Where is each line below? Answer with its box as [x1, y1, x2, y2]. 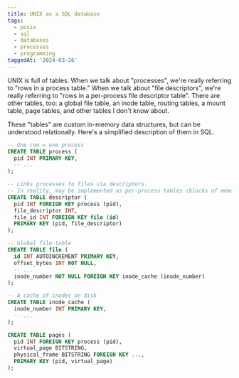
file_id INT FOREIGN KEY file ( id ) [14, 214, 119, 221]
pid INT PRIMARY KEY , [14, 154, 78, 162]
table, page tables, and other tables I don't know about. [7, 106, 169, 114]
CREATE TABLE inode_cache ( [7, 299, 91, 306]
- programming [14, 50, 55, 58]
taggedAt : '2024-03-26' [7, 57, 78, 64]
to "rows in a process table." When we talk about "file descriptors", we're [7, 83, 221, 92]
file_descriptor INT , [14, 207, 78, 214]
